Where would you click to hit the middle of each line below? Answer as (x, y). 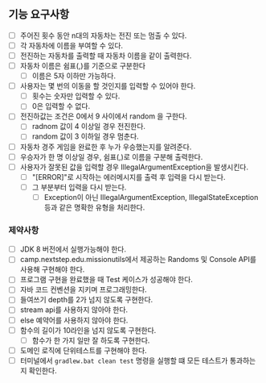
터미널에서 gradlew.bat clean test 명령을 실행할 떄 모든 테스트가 (124, 360)
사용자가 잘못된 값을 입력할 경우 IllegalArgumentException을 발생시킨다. (134, 167)
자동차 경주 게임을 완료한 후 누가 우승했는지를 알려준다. (106, 147)
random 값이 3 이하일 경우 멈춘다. (85, 136)
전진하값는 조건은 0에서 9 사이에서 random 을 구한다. (103, 116)
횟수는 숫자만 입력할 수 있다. (76, 96)
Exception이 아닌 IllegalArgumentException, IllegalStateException (151, 197)
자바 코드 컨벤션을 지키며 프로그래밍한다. (83, 289)
